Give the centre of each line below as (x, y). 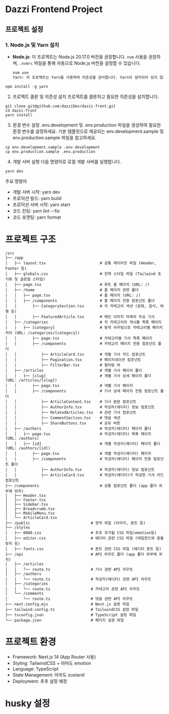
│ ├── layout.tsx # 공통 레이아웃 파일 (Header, (81, 263)
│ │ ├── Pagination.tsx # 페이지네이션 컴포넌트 (73, 360)
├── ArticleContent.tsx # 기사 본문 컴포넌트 (89, 402)
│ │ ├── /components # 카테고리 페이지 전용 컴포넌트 (80, 344)
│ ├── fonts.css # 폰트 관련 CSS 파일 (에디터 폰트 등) (83, 549)
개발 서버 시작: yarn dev (36, 192)
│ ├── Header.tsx (26, 495)
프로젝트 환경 (31, 641)
